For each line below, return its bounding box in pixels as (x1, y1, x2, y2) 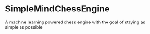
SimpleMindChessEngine (5, 3, 110, 14)
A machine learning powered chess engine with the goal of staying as (5, 19, 146, 25)
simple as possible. (5, 24, 44, 30)
